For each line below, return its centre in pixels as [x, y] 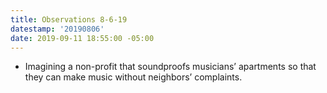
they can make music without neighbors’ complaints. [133, 77]
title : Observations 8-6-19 [69, 19]
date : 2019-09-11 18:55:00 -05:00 [82, 38]
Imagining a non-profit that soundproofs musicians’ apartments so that [170, 67]
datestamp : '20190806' [57, 29]
